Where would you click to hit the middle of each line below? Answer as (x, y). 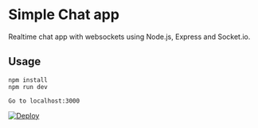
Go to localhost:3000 (44, 101)
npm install (28, 80)
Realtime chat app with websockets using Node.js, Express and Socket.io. (129, 37)
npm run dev (28, 87)
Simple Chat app (64, 15)
